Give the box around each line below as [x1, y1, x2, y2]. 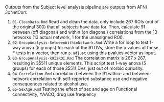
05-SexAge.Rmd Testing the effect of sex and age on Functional [12, 86, 137, 92]
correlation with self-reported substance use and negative [30, 76, 148, 82]
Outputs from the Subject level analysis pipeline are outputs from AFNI [5, 4, 147, 10]
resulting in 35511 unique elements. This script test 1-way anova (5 [12, 61, 146, 66]
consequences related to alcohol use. [12, 81, 88, 87]
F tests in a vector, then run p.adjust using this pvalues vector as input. [12, 50, 156, 56]
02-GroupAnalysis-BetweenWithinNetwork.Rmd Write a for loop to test [12, 40, 149, 45]
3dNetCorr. [5, 9, 28, 15]
